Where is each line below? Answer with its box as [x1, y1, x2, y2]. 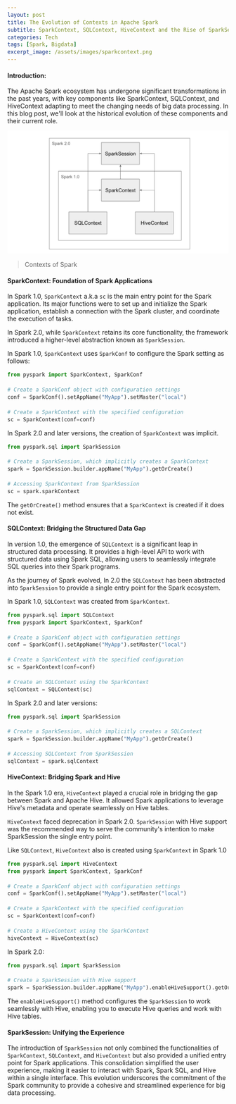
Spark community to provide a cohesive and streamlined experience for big [7, 1081, 226, 1090]
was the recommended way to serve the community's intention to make [7, 824, 215, 833]
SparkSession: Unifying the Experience [7, 1028, 125, 1036]
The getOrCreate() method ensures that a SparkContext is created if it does [7, 500, 225, 509]
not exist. [7, 508, 34, 516]
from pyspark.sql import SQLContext [7, 612, 114, 619]
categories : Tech [7, 34, 58, 41]
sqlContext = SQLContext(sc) [7, 686, 93, 693]
